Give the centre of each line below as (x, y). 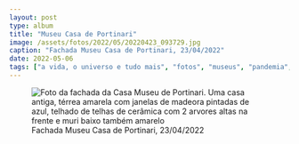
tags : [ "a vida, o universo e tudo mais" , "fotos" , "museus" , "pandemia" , (151, 68)
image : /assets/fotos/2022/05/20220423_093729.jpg (105, 42)
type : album (31, 26)
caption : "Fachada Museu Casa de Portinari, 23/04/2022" (117, 51)
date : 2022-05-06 (41, 59)
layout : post (33, 17)
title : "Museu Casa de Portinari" (73, 34)
